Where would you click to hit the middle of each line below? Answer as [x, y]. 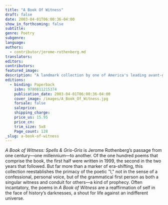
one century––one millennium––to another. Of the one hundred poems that [82, 156]
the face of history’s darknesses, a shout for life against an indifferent [77, 193]
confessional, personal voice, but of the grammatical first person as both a [82, 177]
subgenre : [15, 38]
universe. [15, 198]
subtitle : [15, 29]
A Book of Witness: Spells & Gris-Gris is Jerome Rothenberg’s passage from [83, 150]
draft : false [19, 15]
